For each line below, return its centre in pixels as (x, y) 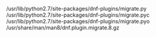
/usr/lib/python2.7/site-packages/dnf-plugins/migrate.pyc (78, 15)
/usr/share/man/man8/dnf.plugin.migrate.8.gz (63, 27)
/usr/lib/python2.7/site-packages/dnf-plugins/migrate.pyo (78, 21)
